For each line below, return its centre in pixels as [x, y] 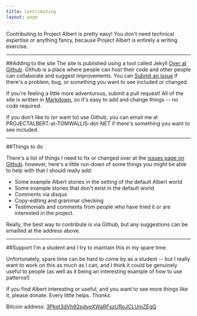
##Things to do [25, 146]
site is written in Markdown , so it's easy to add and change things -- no [92, 99]
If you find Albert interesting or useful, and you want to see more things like [97, 289]
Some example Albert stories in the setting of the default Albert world [98, 181]
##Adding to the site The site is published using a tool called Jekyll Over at [96, 63]
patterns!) [18, 277]
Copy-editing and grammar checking [59, 200]
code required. [24, 106]
